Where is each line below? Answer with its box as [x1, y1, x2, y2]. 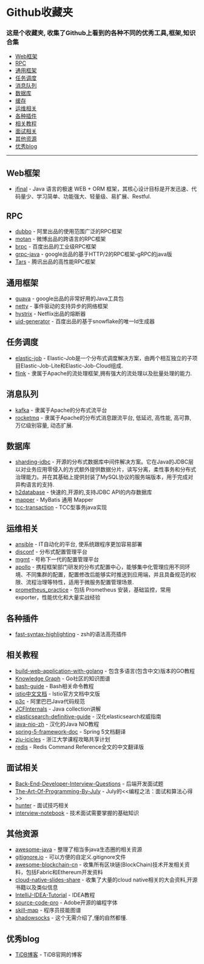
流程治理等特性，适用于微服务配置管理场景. [25, 578, 134, 586]
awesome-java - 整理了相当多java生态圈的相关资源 [15, 846, 143, 853]
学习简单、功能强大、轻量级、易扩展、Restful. [36, 193, 152, 200]
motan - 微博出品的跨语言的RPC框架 [15, 235, 106, 243]
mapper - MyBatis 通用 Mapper [15, 496, 93, 504]
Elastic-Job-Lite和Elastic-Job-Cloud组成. [20, 362, 123, 369]
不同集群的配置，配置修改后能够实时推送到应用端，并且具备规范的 [25, 571, 191, 578]
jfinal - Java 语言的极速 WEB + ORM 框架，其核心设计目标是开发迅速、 [15, 185, 192, 193]
